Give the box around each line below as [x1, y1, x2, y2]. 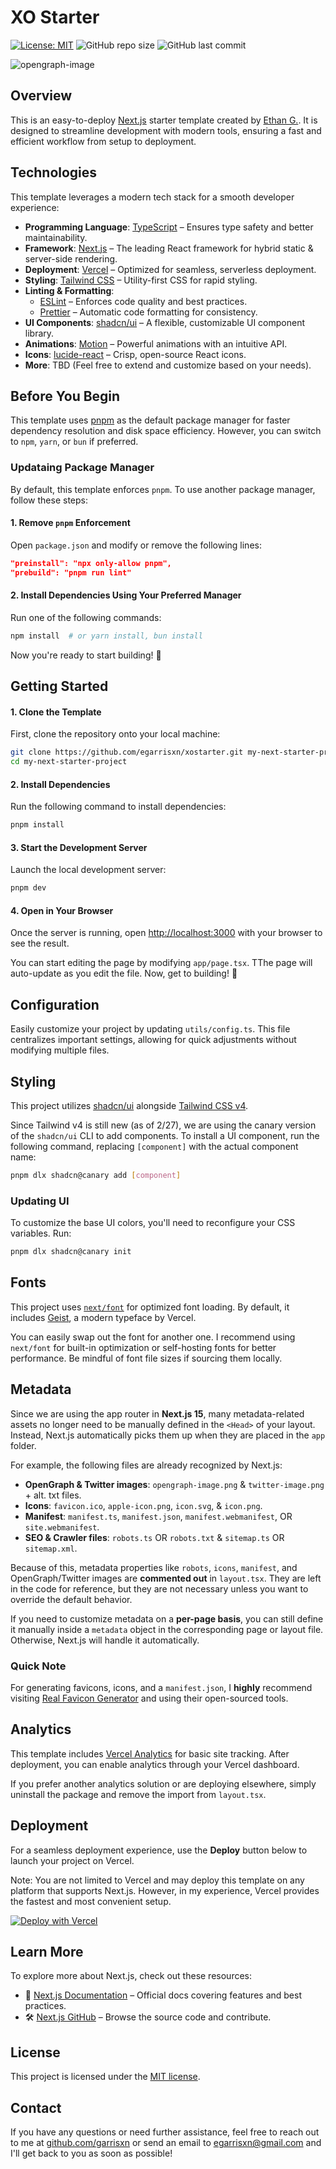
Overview [10, 87, 73, 105]
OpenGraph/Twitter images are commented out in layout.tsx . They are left [10, 1572, 322, 1584]
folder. [10, 1439, 37, 1451]
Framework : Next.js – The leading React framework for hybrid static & [24, 242, 314, 254]
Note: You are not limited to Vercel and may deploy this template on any [10, 1874, 305, 1886]
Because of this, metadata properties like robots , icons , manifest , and [10, 1561, 298, 1573]
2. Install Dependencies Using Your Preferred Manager [10, 589, 242, 601]
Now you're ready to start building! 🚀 [10, 649, 162, 661]
